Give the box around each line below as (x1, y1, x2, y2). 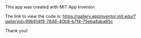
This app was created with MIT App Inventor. (5, 4, 95, 10)
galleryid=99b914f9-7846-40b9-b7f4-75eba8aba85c (5, 19, 114, 24)
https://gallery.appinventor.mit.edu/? (63, 13, 136, 19)
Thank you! (5, 28, 28, 33)
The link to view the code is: (5, 13, 62, 19)
